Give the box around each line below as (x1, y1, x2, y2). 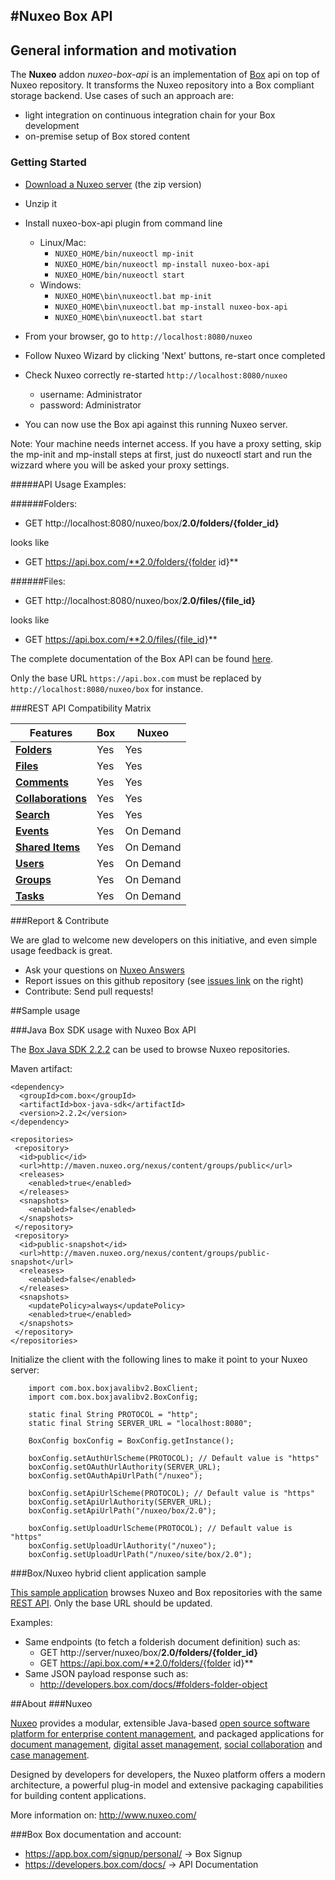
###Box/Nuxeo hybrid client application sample (10, 1567, 207, 1579)
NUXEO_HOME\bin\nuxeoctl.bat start (54, 312, 203, 323)
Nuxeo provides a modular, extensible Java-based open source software (10, 1717, 310, 1729)
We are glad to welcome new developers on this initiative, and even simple (10, 934, 318, 946)
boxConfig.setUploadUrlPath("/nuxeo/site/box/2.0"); (28, 1549, 253, 1559)
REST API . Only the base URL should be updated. (10, 1597, 213, 1609)
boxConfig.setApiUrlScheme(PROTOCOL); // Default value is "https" (28, 1488, 315, 1498)
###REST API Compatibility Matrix (10, 702, 152, 714)
